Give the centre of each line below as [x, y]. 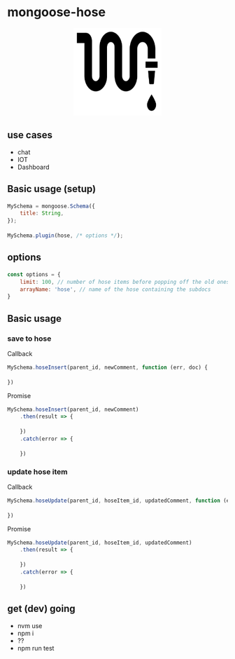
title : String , [42, 213]
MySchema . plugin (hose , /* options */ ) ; [65, 236]
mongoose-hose [57, 12]
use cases [30, 135]
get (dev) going [41, 609]
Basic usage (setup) [52, 189]
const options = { [34, 274]
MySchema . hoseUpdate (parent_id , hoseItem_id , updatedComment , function [114, 501]
